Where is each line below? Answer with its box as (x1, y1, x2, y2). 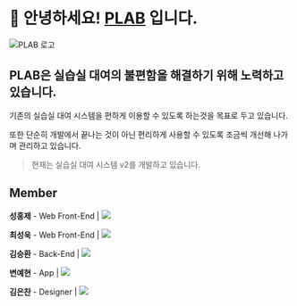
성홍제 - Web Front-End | (9, 211, 100, 221)
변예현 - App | (9, 267, 60, 277)
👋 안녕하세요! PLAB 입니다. (9, 8, 199, 29)
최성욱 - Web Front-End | (9, 229, 100, 240)
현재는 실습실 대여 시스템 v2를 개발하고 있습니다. (30, 159, 201, 170)
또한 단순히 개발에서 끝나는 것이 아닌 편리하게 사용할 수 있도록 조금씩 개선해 (9, 128, 272, 139)
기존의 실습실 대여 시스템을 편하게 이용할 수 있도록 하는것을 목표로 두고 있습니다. (9, 110, 289, 120)
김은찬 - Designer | (9, 286, 78, 297)
